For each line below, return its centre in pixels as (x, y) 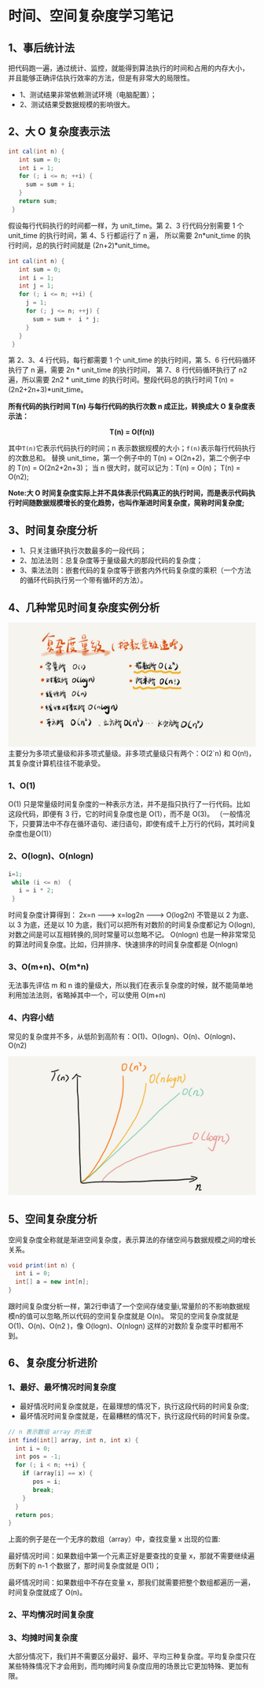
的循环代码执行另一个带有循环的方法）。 (83, 581)
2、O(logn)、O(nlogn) (51, 856)
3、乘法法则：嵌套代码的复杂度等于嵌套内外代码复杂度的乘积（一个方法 (135, 570)
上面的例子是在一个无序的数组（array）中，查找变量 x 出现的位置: (114, 1539)
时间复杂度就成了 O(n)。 (48, 1593)
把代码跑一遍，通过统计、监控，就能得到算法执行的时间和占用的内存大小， (128, 68)
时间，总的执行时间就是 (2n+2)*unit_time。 (84, 245)
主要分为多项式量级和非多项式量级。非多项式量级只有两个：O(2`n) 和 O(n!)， (132, 754)
